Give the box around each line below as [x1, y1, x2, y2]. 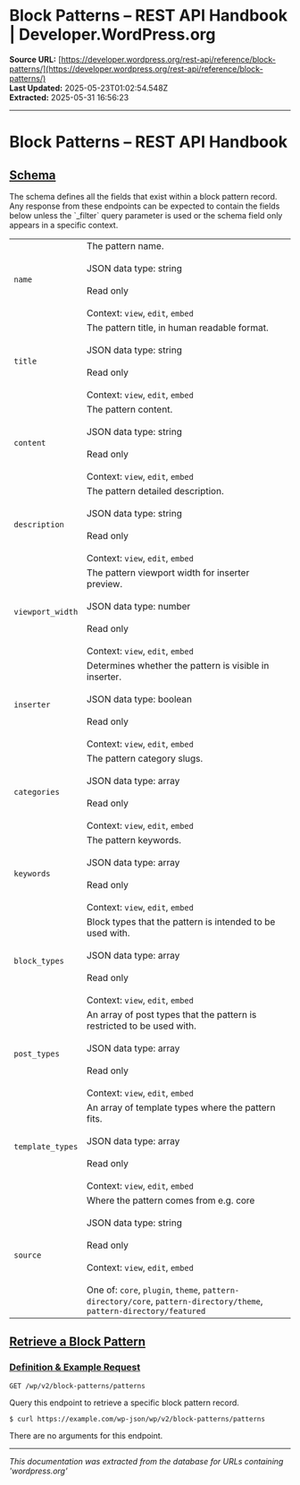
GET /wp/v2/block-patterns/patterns [9, 1381, 146, 1390]
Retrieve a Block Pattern [9, 1335, 146, 1350]
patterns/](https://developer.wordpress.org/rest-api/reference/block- [9, 64, 263, 74]
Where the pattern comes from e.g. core [86, 1194, 255, 1207]
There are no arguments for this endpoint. [9, 1430, 163, 1441]
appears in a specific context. [9, 219, 119, 230]
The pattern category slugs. [86, 752, 204, 764]
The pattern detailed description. [86, 484, 225, 497]
